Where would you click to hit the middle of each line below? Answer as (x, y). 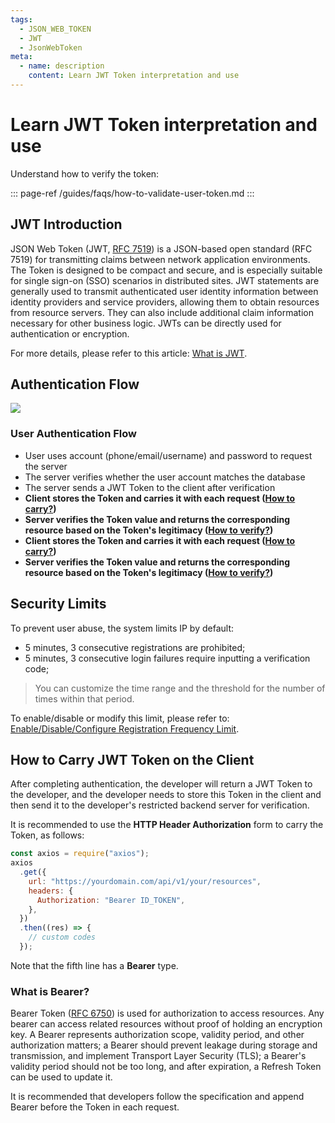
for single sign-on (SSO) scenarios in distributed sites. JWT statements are (165, 280)
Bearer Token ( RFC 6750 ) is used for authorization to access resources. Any (167, 1013)
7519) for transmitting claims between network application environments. (160, 259)
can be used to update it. (61, 1077)
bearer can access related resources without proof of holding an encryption (166, 1024)
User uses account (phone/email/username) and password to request (168, 455)
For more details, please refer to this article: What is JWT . (129, 353)
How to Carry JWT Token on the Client (132, 759)
